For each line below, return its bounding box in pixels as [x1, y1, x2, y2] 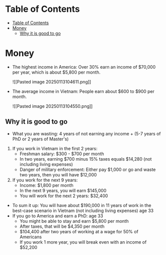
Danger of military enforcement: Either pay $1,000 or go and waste [19, 167, 156, 172]
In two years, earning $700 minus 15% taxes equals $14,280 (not [19, 156, 152, 162]
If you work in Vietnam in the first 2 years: [12, 145, 98, 151]
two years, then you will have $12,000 [19, 171, 97, 177]
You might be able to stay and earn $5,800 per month [19, 218, 129, 224]
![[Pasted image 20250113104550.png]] [12, 103, 93, 109]
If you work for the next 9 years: [12, 177, 78, 183]
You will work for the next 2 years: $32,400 [19, 193, 108, 199]
